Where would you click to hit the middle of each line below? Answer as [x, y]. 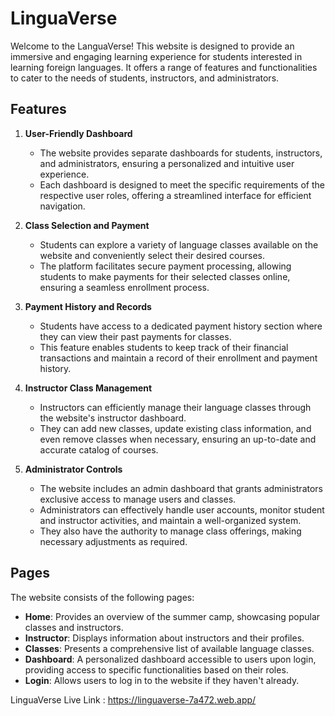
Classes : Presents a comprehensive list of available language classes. [169, 648]
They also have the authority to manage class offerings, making [170, 531]
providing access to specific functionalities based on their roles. [156, 669]
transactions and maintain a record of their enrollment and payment [178, 358]
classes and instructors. [74, 627]
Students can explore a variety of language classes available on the [179, 244]
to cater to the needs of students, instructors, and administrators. [145, 78]
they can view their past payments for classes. [135, 336]
